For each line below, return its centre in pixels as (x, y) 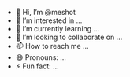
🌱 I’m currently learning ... (58, 29)
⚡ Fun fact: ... (37, 66)
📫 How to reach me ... (52, 46)
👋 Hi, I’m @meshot (46, 12)
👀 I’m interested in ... (49, 20)
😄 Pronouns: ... (41, 57)
